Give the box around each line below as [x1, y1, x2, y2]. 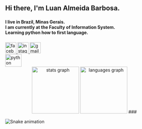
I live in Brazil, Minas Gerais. [5, 19, 65, 25]
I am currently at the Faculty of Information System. [5, 24, 115, 30]
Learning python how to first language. [5, 29, 89, 35]
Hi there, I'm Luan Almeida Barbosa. [5, 4, 120, 12]
